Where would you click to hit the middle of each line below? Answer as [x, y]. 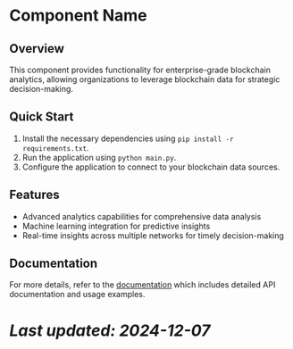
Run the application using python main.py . [99, 157]
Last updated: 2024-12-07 [110, 330]
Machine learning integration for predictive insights [116, 226]
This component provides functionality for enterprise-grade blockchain [140, 70]
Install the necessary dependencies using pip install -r [128, 138]
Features [34, 195]
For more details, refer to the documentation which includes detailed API [142, 285]
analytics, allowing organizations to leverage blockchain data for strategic [145, 79]
